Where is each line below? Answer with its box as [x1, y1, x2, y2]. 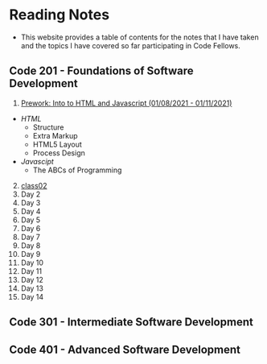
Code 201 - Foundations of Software [9, 64, 194, 78]
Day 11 [20, 266, 43, 275]
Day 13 [20, 283, 43, 293]
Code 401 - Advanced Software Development [9, 342, 240, 356]
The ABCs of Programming [32, 165, 122, 175]
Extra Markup [32, 130, 79, 140]
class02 [20, 180, 47, 190]
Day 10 [20, 258, 43, 267]
